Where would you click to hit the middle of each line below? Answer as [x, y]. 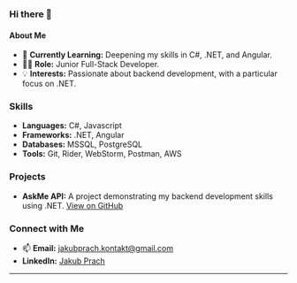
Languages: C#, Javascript [72, 126]
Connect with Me [47, 228]
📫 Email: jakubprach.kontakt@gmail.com [98, 249]
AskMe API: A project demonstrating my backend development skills [148, 196]
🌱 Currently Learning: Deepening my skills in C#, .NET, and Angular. [147, 55]
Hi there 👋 [31, 14]
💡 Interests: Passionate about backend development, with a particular [150, 73]
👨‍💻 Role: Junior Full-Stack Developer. [91, 65]
